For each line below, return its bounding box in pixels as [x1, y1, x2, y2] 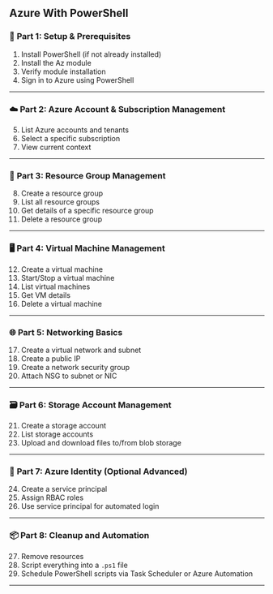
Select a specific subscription [20, 133, 121, 143]
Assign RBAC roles [20, 493, 84, 502]
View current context [20, 142, 92, 152]
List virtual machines [20, 282, 91, 291]
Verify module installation [20, 67, 106, 76]
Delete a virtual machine [20, 299, 102, 308]
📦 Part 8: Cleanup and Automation [9, 530, 150, 541]
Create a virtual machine [20, 264, 104, 274]
